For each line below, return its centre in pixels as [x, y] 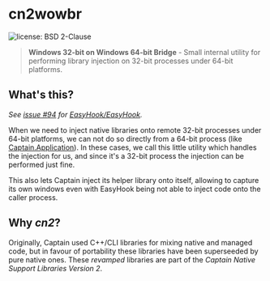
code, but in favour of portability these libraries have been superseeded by [133, 251]
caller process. [33, 197]
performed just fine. [42, 164]
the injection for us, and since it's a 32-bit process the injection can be [126, 155]
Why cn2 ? [34, 223]
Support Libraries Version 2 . [56, 268]
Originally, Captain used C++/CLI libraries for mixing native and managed [131, 242]
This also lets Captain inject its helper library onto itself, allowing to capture [134, 180]
